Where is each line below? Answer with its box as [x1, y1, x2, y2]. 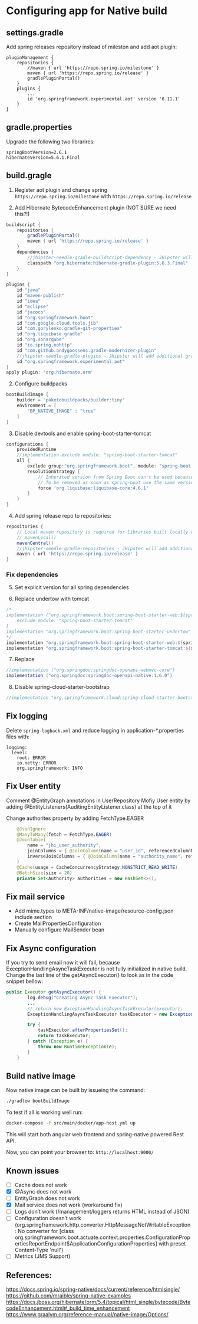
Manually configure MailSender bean [14, 926, 105, 933]
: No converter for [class [14, 1228, 74, 1235]
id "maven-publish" [16, 293, 65, 299]
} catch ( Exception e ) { [27, 1038, 88, 1044]
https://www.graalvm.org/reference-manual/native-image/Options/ [6, 1311, 169, 1318]
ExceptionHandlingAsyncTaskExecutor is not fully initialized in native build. [6, 965, 187, 972]
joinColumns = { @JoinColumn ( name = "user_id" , [27, 848, 146, 854]
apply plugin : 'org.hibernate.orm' [6, 370, 94, 375]
